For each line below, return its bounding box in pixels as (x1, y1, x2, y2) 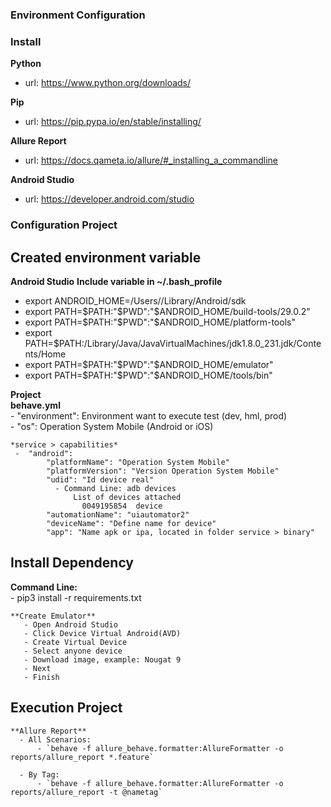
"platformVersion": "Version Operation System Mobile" (46, 466, 280, 476)
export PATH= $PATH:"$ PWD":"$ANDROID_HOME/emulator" (24, 358, 274, 370)
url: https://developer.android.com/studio (24, 193, 195, 205)
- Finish (23, 672, 60, 682)
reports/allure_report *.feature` (10, 752, 155, 762)
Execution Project (10, 699, 123, 717)
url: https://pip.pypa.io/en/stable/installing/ (24, 116, 202, 128)
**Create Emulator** (10, 611, 97, 621)
